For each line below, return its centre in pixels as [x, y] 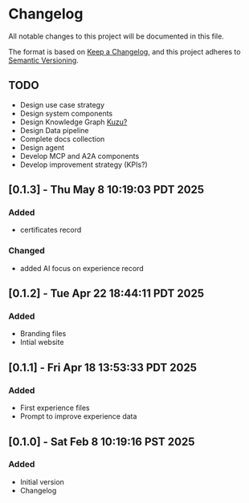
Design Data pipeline [54, 130]
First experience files [55, 408]
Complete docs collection [62, 139]
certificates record [51, 230]
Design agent [42, 147]
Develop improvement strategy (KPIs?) [84, 164]
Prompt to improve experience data [78, 416]
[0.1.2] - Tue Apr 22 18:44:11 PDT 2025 [106, 294]
